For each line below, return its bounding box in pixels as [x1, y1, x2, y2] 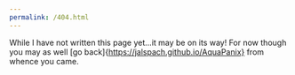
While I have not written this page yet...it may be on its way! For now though [9, 37, 287, 48]
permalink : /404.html [9, 12, 90, 22]
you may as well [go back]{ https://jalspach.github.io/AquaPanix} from [9, 46, 265, 57]
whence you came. [9, 56, 79, 66]
